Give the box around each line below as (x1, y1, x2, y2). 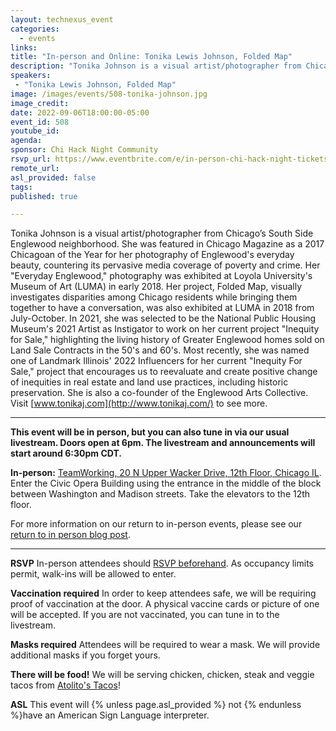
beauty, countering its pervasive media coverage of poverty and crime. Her (10, 259, 321, 271)
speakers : (10, 71, 52, 81)
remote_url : (10, 163, 60, 173)
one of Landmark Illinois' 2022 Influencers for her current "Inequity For (10, 355, 303, 367)
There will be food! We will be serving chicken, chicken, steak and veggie (10, 669, 315, 681)
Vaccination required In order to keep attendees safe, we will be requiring (10, 587, 317, 600)
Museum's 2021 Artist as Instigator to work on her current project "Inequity (10, 323, 320, 335)
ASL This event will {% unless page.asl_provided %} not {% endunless (10, 699, 302, 711)
